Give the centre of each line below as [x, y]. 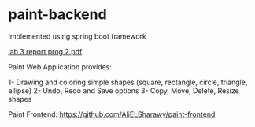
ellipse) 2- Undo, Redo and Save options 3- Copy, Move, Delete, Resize [124, 90]
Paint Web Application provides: [60, 67]
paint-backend [58, 15]
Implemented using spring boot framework [78, 36]
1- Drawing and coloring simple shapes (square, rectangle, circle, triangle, [128, 82]
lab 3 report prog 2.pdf [45, 51]
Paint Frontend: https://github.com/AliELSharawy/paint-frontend [112, 114]
